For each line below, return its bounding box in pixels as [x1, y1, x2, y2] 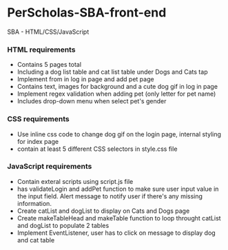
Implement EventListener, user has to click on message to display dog [17, 229, 216, 237]
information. [17, 199, 52, 207]
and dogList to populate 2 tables [17, 221, 110, 229]
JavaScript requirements [7, 162, 92, 171]
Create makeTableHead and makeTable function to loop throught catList [17, 213, 222, 222]
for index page [17, 137, 59, 145]
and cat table [17, 236, 55, 244]
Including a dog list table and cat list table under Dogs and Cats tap [17, 67, 208, 76]
